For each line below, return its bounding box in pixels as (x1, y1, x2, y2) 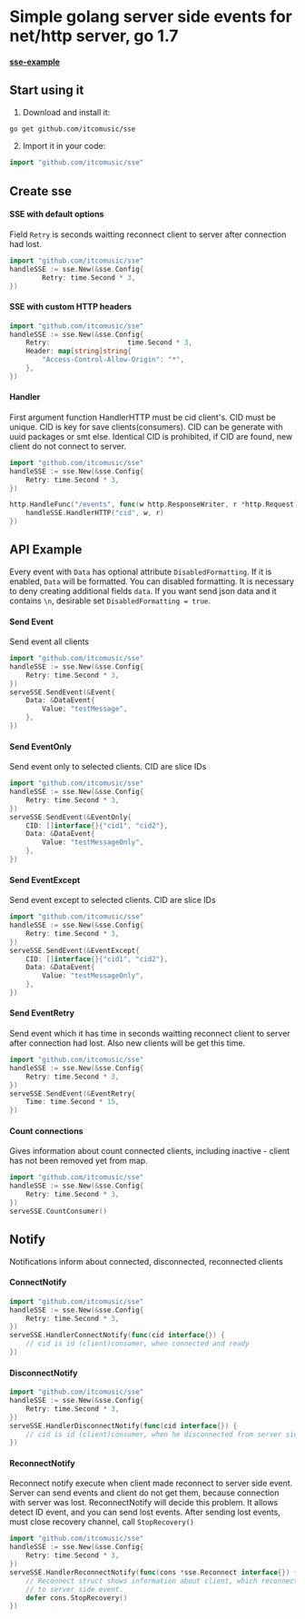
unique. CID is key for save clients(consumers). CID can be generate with (9, 421, 283, 432)
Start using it (9, 83, 84, 98)
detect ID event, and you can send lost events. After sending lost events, (9, 1506, 281, 1518)
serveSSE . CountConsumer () (9, 1207, 107, 1216)
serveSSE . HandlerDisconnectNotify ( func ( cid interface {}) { (9, 1421, 238, 1430)
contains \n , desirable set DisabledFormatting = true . (9, 595, 212, 606)
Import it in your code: (22, 141, 106, 152)
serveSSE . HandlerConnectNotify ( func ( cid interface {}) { (9, 1331, 225, 1340)
